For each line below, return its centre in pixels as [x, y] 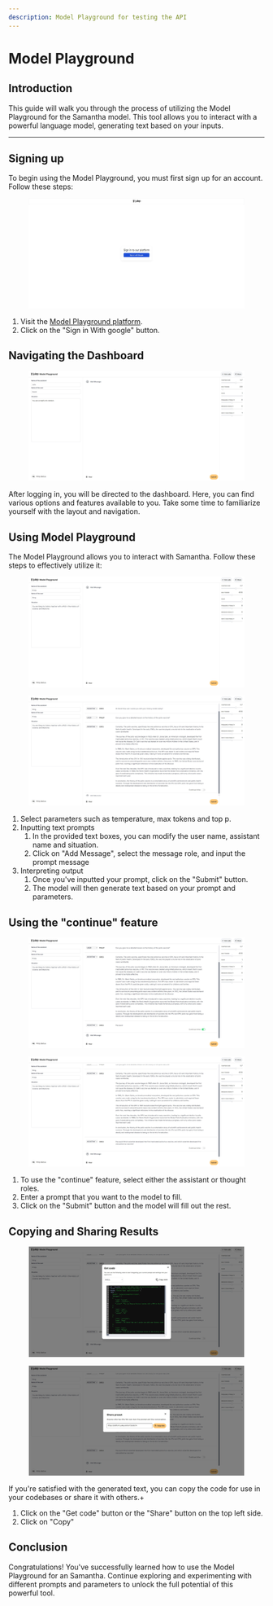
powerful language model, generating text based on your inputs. [116, 125]
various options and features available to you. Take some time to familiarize [134, 503]
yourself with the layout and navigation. [74, 511]
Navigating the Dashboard [76, 355]
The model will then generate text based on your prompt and [134, 889]
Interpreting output [52, 871]
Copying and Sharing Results [84, 1231]
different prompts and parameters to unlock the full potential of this [121, 1584]
